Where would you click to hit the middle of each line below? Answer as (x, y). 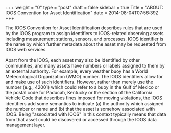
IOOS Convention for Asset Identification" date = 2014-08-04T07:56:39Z (82, 13)
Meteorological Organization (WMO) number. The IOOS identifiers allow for (84, 76)
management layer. (26, 125)
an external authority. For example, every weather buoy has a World (77, 71)
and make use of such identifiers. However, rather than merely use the (79, 82)
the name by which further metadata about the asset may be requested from (86, 44)
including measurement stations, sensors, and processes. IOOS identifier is (84, 39)
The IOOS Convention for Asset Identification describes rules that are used (84, 28)
